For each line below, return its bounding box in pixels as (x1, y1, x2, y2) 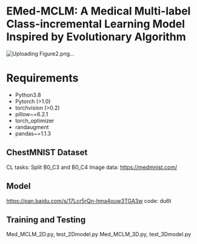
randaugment (15, 123, 49, 131)
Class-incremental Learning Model (6, 17, 185, 31)
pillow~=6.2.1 (15, 110, 48, 117)
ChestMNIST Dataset (6, 147, 88, 158)
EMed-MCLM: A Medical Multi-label (6, 4, 191, 18)
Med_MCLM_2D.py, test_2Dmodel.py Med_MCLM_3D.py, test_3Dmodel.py (6, 231, 192, 238)
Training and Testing (6, 214, 86, 225)
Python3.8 (15, 91, 41, 98)
